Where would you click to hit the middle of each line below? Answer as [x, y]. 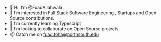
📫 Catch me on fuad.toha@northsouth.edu [54, 34]
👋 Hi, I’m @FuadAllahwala [36, 8]
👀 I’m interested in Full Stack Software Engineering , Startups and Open [83, 13]
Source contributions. [32, 18]
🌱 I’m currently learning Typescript [45, 23]
